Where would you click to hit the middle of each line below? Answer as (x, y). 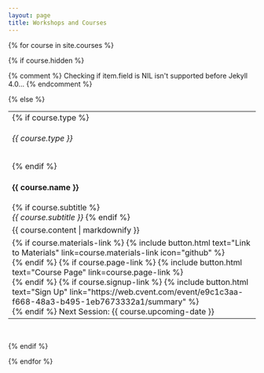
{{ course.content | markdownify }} (76, 230)
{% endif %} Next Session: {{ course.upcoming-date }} (113, 311)
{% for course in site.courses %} (61, 45)
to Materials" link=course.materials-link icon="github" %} (119, 252)
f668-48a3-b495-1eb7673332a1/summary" (99, 302)
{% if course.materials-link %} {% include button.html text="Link (131, 243)
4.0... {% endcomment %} (50, 84)
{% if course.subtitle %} (56, 207)
